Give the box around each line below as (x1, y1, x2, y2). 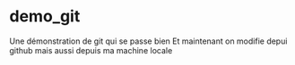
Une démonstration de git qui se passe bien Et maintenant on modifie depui (9, 36, 288, 46)
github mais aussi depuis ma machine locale (9, 45, 173, 55)
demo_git (9, 6, 81, 27)
